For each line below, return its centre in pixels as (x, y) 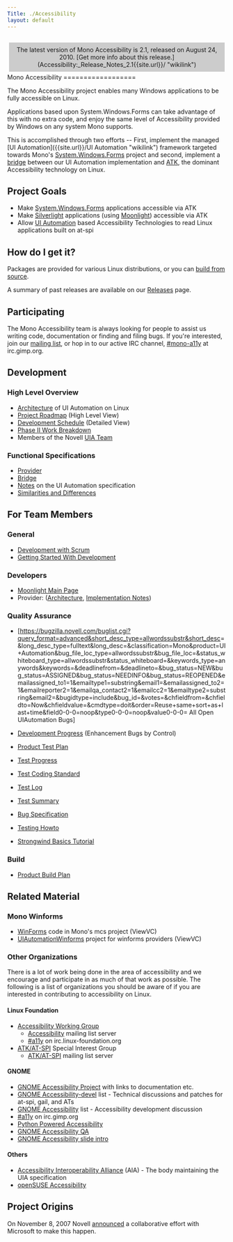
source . (18, 277)
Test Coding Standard (48, 774)
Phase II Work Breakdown (54, 430)
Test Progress (37, 760)
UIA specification (42, 1178)
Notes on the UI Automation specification (76, 485)
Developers (27, 575)
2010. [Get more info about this (103, 57)
